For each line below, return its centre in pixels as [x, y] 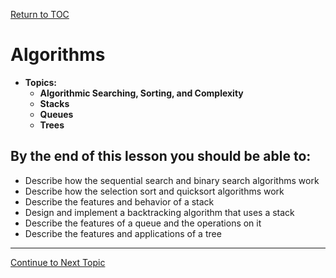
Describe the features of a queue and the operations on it [143, 223]
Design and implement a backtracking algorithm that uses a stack [159, 212]
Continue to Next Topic [58, 262]
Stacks [54, 103]
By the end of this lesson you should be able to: [161, 156]
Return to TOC [40, 14]
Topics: [41, 82]
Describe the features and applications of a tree [123, 233]
